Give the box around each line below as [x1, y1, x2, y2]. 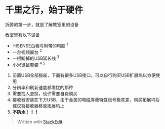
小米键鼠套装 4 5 [12, 61, 45, 68]
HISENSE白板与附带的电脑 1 [12, 42, 68, 49]
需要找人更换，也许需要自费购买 [12, 90, 78, 96]
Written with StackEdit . [17, 119, 64, 125]
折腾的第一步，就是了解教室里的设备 [5, 22, 79, 27]
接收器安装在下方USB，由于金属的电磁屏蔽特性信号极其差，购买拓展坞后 [12, 97, 160, 103]
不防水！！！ [12, 109, 39, 115]
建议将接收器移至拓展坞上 [12, 103, 65, 108]
